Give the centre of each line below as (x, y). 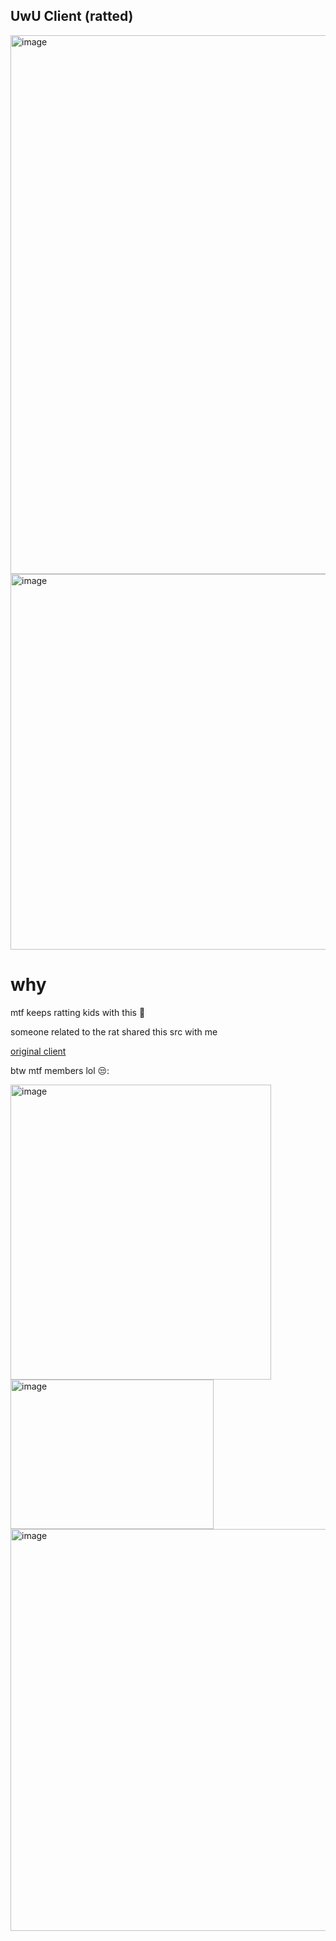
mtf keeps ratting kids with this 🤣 (78, 1012)
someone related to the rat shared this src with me (114, 1031)
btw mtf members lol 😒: (60, 1070)
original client (38, 1051)
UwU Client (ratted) (72, 16)
